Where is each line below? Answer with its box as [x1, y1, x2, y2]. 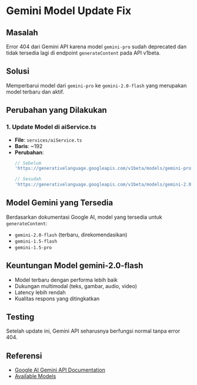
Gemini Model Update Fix [6, 4, 131, 18]
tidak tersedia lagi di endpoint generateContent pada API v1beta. [6, 49, 161, 56]
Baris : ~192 [14, 142, 43, 149]
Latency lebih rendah [14, 289, 66, 296]
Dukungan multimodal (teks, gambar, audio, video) [14, 282, 137, 289]
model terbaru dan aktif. [6, 88, 65, 95]
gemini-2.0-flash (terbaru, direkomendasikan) [14, 231, 128, 238]
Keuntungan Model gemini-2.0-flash [6, 260, 143, 271]
